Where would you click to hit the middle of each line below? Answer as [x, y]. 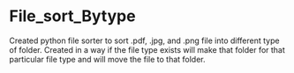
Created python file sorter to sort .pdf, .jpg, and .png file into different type [144, 40]
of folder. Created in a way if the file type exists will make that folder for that [147, 49]
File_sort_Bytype [72, 16]
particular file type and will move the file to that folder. [107, 59]
